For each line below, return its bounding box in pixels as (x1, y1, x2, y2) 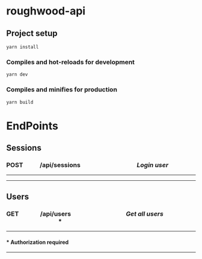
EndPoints (6, 119, 58, 133)
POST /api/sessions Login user (6, 161, 169, 169)
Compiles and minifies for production (6, 85, 117, 94)
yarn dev (6, 72, 28, 78)
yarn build (6, 99, 34, 105)
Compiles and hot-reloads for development (6, 58, 135, 66)
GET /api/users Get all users (6, 209, 164, 218)
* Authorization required (6, 239, 69, 246)
